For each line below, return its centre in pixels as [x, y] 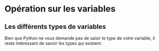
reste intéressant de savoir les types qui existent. [53, 43]
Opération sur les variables [60, 9]
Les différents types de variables [55, 27]
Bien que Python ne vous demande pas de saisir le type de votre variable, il [80, 38]
